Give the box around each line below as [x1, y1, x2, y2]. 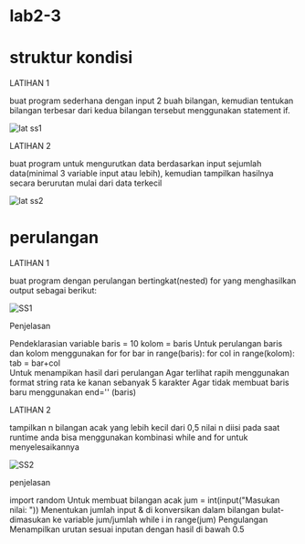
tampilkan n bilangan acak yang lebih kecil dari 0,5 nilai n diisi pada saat [9, 422, 280, 433]
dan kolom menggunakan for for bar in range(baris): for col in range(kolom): [9, 348, 295, 359]
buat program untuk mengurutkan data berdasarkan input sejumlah [9, 158, 262, 169]
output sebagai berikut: [9, 285, 98, 296]
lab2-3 [9, 5, 62, 27]
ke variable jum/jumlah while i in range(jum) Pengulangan [52, 514, 268, 526]
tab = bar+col [9, 357, 61, 368]
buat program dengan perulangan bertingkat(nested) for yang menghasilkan [9, 275, 297, 286]
